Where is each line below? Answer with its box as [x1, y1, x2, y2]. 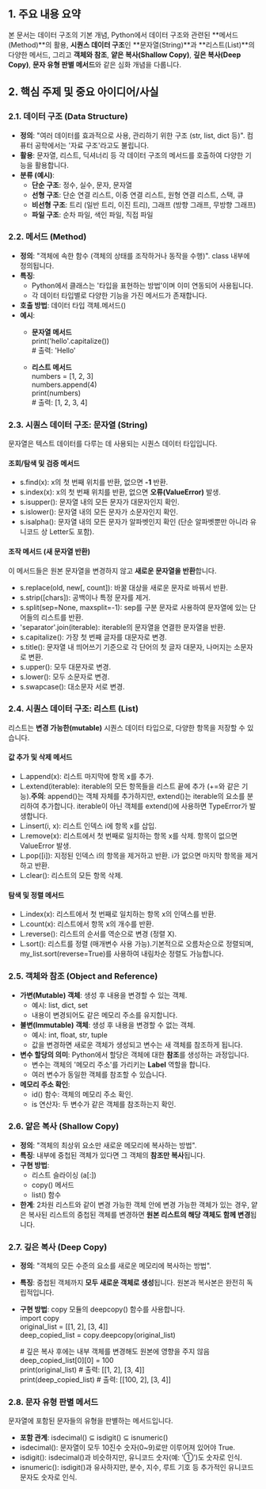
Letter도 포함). [49, 527, 95, 536]
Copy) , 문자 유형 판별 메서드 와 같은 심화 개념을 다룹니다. [8, 59, 182, 69]
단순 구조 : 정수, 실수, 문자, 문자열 [31, 180, 133, 189]
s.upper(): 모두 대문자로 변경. [19, 662, 112, 671]
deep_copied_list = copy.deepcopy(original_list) [19, 1331, 176, 1340]
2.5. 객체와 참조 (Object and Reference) [8, 971, 158, 982]
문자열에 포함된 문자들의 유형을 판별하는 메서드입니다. [8, 1416, 173, 1426]
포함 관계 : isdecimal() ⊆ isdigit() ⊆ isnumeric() [19, 1433, 169, 1442]
